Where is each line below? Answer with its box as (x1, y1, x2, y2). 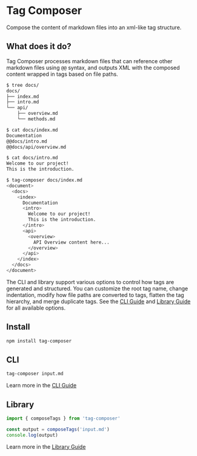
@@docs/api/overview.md (6, 144, 67, 150)
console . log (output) (6, 432, 59, 438)
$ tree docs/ (6, 82, 39, 88)
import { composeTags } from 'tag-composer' (6, 415, 121, 422)
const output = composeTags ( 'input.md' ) (6, 426, 110, 432)
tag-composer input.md (6, 371, 64, 377)
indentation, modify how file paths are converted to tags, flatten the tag (6, 291, 184, 298)
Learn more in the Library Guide (6, 443, 86, 450)
